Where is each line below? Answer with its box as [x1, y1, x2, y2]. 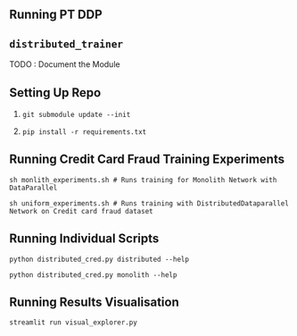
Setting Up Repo [9, 85, 102, 100]
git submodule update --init [21, 111, 131, 120]
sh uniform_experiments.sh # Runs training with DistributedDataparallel [9, 198, 290, 208]
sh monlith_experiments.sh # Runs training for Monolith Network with [9, 175, 277, 184]
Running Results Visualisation [9, 295, 180, 310]
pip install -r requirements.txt [21, 128, 147, 137]
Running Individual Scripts [9, 231, 160, 247]
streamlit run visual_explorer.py [9, 318, 138, 327]
